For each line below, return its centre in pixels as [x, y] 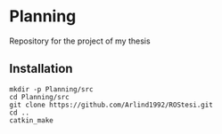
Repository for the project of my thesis [80, 41]
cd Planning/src [39, 97]
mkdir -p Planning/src [51, 89]
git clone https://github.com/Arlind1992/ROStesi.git [111, 105]
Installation [41, 69]
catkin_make [31, 120]
